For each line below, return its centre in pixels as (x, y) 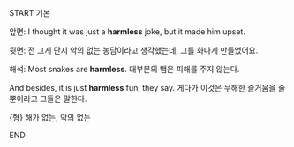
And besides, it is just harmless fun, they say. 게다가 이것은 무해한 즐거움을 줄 (147, 88)
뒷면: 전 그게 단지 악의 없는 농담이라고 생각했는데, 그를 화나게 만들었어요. (134, 50)
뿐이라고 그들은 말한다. (48, 99)
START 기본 (30, 13)
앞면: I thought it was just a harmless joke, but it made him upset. (127, 32)
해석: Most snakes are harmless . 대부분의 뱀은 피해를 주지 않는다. (124, 69)
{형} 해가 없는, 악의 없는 (50, 118)
